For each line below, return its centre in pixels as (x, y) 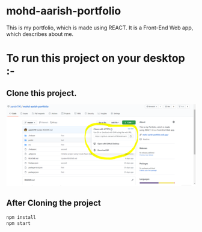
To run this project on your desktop (96, 58)
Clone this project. (41, 93)
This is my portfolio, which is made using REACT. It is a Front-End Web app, (100, 28)
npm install (21, 218)
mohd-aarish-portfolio (64, 11)
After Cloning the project (54, 203)
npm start (19, 224)
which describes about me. (40, 34)
